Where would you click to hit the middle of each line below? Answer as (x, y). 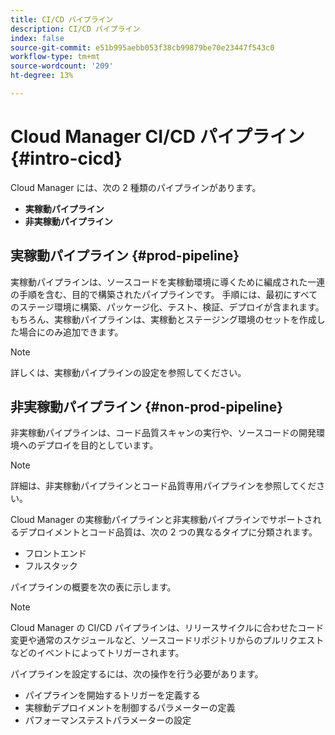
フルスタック (51, 566)
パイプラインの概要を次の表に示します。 (93, 587)
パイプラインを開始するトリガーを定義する (112, 695)
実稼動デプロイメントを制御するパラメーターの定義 (130, 708)
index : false (37, 38)
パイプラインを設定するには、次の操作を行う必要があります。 (137, 674)
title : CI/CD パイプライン (62, 19)
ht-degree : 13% (42, 76)
